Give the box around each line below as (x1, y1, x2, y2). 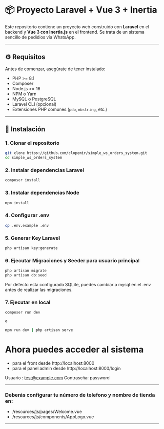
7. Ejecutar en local (5, 299, 51, 306)
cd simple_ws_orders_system (5, 155, 62, 160)
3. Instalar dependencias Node (5, 189, 80, 196)
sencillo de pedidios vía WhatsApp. (5, 34, 76, 40)
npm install (5, 200, 29, 205)
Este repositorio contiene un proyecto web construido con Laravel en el (5, 23, 149, 30)
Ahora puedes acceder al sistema (5, 344, 144, 355)
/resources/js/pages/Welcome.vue (12, 409, 82, 415)
